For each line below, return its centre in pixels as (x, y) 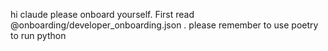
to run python (38, 35)
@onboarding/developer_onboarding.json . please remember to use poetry (164, 25)
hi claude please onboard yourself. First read (102, 14)
